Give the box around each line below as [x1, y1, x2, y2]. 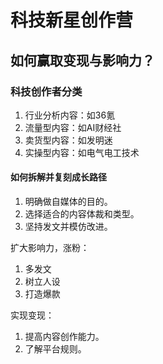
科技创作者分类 [10, 84, 83, 98]
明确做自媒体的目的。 [24, 196, 113, 208]
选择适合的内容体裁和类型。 [24, 208, 140, 220]
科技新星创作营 [10, 9, 134, 32]
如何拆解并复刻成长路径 [10, 171, 107, 183]
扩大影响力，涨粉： [10, 242, 90, 254]
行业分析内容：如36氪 [24, 109, 116, 121]
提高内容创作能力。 [24, 331, 105, 343]
